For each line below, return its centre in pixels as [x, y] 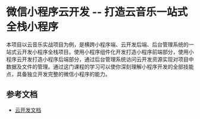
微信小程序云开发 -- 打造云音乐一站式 [97, 12]
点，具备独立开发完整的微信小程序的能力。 [58, 74]
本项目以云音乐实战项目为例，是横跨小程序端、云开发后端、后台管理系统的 [97, 44]
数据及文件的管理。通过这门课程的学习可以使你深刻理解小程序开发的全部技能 [100, 66]
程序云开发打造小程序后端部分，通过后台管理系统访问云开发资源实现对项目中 [100, 59]
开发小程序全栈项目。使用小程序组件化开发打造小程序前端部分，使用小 [108, 52]
